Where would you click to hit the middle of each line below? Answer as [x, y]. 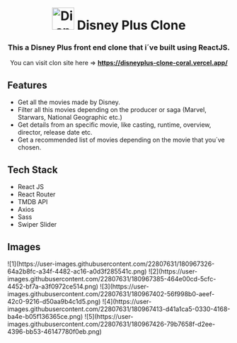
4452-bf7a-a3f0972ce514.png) [53, 286]
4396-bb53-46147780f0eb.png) [55, 331]
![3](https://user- [125, 286]
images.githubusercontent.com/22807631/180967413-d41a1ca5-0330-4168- [119, 309]
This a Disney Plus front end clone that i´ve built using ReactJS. [119, 47]
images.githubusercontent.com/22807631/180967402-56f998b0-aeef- [111, 293]
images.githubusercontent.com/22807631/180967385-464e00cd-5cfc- [112, 279]
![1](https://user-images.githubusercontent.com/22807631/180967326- [111, 264]
